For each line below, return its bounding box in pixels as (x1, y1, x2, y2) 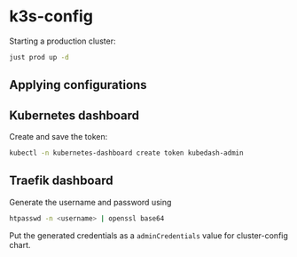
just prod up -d (9, 52, 69, 61)
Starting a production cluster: (9, 36, 116, 46)
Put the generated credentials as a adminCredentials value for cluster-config (9, 229, 288, 241)
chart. (9, 239, 31, 250)
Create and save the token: (9, 132, 108, 142)
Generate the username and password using (9, 197, 172, 207)
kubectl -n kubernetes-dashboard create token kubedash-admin (9, 149, 244, 157)
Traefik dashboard (9, 173, 113, 189)
